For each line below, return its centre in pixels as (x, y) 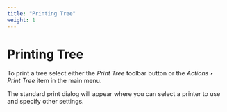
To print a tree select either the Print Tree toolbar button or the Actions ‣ (110, 73)
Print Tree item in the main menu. (54, 81)
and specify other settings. (46, 102)
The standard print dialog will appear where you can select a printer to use (114, 94)
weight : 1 (22, 20)
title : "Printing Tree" (42, 13)
